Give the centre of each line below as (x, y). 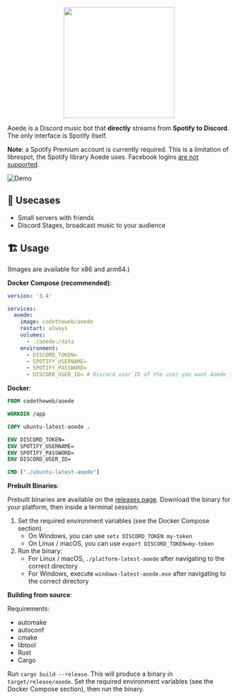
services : (22, 309)
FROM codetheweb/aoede (41, 401)
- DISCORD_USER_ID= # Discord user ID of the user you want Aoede (126, 375)
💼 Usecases (34, 201)
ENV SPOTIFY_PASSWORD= (41, 453)
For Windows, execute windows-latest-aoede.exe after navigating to (127, 574)
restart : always (44, 329)
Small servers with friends (56, 217)
